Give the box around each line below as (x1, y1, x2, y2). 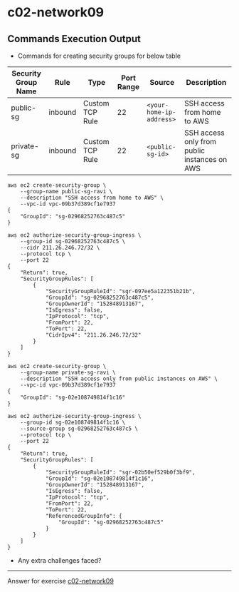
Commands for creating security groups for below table (17, 51, 181, 60)
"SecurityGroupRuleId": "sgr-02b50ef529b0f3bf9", (45, 469, 196, 476)
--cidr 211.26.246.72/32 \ (20, 244, 100, 251)
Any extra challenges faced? (17, 556, 102, 564)
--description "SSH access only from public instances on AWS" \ (20, 375, 218, 382)
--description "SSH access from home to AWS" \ (20, 194, 164, 201)
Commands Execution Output (7, 33, 141, 45)
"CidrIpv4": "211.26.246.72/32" (45, 332, 142, 339)
